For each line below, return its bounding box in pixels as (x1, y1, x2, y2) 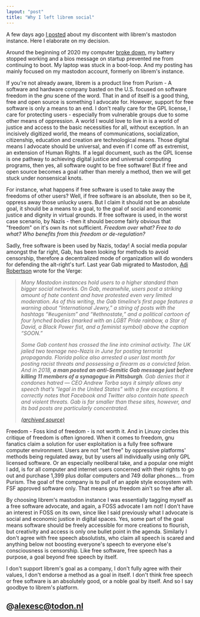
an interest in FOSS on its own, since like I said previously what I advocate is (6, 508, 194, 516)
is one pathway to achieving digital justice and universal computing (6, 155, 171, 162)
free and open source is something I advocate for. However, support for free (6, 98, 194, 105)
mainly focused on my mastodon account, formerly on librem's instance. (6, 67, 184, 75)
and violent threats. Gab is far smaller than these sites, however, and (20, 398, 191, 405)
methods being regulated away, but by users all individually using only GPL (6, 453, 190, 460)
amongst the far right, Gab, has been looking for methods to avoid (6, 248, 169, 255)
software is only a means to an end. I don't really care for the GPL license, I (6, 104, 191, 112)
